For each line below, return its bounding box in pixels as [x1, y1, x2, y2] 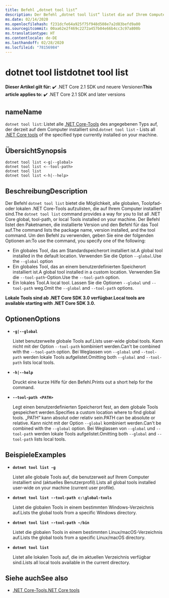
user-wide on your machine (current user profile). [12, 484, 116, 491]
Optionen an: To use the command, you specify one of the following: [5, 238, 146, 244]
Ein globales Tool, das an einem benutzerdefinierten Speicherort [12, 263, 146, 269]
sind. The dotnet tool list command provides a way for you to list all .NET [5, 211, 161, 217]
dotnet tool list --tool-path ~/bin [12, 520, 90, 525]
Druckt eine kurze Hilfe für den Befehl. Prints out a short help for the [12, 379, 153, 385]
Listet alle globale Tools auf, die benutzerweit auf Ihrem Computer [12, 474, 149, 480]
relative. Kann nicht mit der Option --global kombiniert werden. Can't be [12, 420, 161, 426]
